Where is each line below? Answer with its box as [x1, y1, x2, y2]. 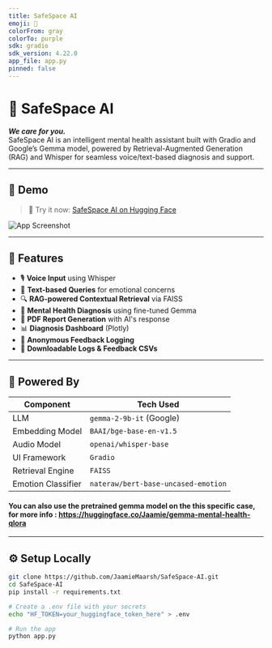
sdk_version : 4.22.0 [8, 49, 79, 58]
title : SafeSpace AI [8, 11, 79, 20]
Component [23, 399, 71, 410]
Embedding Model [12, 426, 83, 437]
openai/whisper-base [89, 440, 169, 450]
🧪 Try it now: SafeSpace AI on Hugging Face [28, 204, 176, 215]
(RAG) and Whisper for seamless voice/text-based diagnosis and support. [8, 151, 255, 162]
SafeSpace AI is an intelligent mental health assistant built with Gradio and [8, 134, 257, 144]
